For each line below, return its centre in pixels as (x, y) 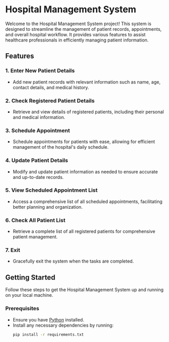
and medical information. (39, 117)
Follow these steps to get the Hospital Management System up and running (84, 290)
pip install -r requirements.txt (48, 334)
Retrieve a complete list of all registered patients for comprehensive (84, 231)
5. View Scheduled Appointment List (52, 190)
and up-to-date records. (38, 177)
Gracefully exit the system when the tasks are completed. (73, 261)
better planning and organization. (47, 207)
